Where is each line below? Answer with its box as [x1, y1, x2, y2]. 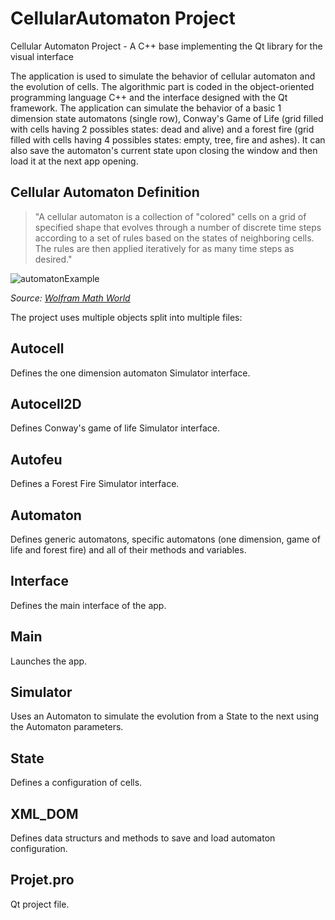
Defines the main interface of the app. [10, 599, 167, 611]
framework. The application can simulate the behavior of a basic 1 [10, 102, 282, 114]
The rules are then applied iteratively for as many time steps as [34, 242, 295, 254]
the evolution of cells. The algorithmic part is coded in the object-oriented [10, 80, 315, 92]
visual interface [10, 50, 74, 62]
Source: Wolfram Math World [10, 292, 131, 304]
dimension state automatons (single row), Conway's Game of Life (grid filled [10, 112, 324, 124]
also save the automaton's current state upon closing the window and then [10, 144, 318, 156]
